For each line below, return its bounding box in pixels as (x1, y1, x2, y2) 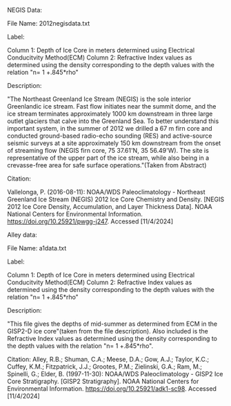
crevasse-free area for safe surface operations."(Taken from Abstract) (7, 161, 207, 169)
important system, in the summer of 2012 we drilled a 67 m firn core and (7, 124, 212, 132)
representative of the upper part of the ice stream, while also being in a (7, 154, 210, 162)
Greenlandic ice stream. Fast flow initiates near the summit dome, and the (7, 102, 217, 110)
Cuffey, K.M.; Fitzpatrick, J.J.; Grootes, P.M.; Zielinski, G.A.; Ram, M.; (7, 362, 202, 371)
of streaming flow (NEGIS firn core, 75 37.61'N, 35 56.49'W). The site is (7, 147, 209, 154)
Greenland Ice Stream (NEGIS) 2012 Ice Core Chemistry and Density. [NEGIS (7, 195, 225, 203)
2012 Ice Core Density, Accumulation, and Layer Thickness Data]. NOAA (7, 203, 212, 210)
